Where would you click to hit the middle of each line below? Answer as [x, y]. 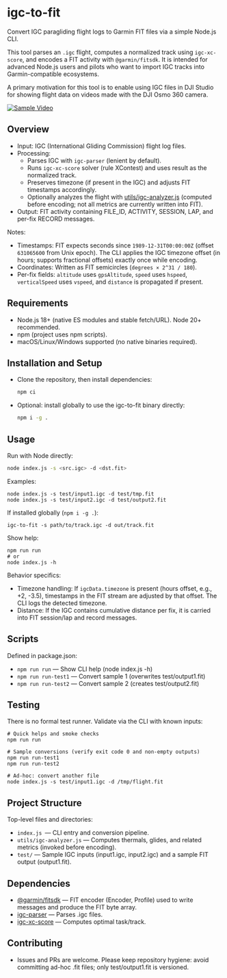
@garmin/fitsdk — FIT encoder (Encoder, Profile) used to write [105, 900]
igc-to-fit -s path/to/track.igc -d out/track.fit [81, 525]
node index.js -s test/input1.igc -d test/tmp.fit [81, 494]
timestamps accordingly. [62, 189]
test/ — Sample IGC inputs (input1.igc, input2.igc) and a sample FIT [112, 855]
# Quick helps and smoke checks [53, 734]
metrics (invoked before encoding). [67, 847]
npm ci [26, 392]
